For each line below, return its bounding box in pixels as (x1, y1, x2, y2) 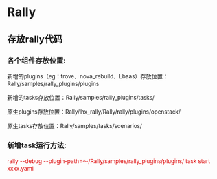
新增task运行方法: (7, 140, 67, 150)
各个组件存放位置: (7, 56, 67, 65)
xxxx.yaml (7, 165, 34, 173)
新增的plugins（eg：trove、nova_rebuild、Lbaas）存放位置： (7, 72, 169, 80)
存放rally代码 (7, 33, 63, 45)
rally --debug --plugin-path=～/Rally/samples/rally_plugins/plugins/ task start (7, 158, 211, 165)
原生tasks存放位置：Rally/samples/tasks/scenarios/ (7, 122, 142, 129)
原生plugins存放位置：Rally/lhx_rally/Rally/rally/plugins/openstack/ (7, 107, 181, 116)
